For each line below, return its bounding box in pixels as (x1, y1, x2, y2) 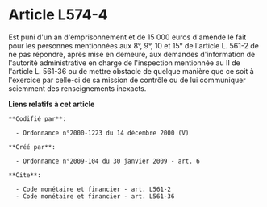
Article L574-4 (8, 6, 108, 24)
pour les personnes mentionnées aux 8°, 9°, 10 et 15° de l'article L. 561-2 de (8, 40, 260, 50)
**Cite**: (8, 171, 42, 179)
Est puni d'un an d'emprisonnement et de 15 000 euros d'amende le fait (8, 32, 247, 42)
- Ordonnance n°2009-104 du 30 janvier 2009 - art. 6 (15, 157, 200, 165)
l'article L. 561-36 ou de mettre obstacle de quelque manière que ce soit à (8, 66, 254, 76)
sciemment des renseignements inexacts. (8, 83, 147, 93)
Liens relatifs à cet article (8, 99, 95, 109)
